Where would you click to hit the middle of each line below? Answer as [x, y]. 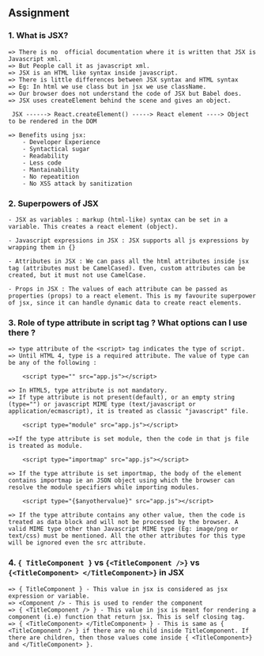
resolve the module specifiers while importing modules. [104, 487]
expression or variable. [49, 596]
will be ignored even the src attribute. [77, 543]
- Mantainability [51, 169]
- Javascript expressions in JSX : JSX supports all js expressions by [128, 241]
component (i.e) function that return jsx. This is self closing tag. [127, 616]
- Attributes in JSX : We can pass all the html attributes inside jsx [128, 261]
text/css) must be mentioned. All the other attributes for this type [127, 536]
